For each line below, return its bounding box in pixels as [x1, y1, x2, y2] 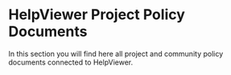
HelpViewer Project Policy [8, 6, 185, 24]
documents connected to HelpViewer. [8, 57, 134, 67]
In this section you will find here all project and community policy [8, 49, 224, 58]
